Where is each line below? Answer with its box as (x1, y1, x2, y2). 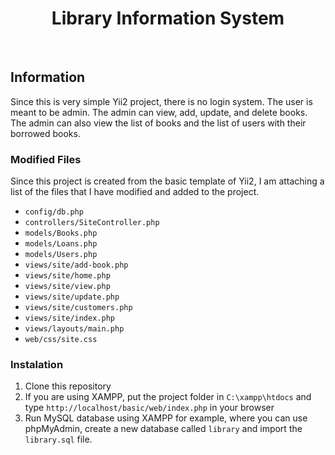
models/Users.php (24, 250, 98, 260)
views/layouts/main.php (24, 324, 125, 334)
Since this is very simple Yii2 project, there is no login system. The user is (10, 95, 313, 107)
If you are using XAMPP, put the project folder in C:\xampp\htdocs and (24, 391, 312, 403)
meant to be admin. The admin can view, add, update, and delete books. (10, 106, 308, 118)
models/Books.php (24, 228, 98, 239)
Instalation (10, 357, 64, 371)
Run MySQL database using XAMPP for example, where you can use (24, 412, 308, 424)
